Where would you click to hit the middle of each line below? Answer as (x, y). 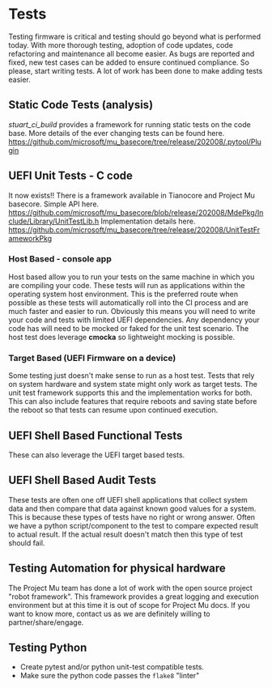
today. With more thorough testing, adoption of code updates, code (121, 45)
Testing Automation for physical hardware (117, 569)
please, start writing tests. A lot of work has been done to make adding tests (136, 70)
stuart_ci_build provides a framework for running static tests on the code (130, 124)
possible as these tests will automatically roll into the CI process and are (129, 302)
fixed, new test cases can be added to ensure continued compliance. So (129, 62)
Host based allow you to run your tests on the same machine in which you (132, 277)
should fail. (27, 542)
